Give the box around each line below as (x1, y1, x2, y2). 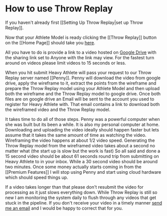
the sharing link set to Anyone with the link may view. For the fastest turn (5, 54, 155, 60)
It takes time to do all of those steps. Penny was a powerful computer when (5, 116, 161, 122)
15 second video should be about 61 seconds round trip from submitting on (5, 153, 160, 159)
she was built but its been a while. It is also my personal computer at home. (5, 121, 160, 127)
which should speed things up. (5, 174, 68, 180)
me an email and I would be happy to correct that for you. (5, 205, 123, 211)
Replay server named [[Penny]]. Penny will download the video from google (5, 75, 161, 81)
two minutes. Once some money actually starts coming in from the (5, 164, 142, 170)
